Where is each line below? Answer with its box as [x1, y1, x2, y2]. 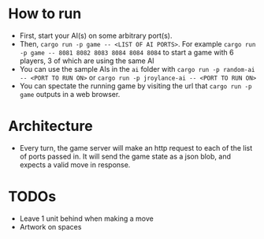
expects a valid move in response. [19, 159, 131, 170]
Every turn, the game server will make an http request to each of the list [19, 143, 253, 152]
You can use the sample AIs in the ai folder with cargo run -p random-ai [19, 64, 255, 73]
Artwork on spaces [19, 222, 82, 231]
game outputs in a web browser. [19, 89, 121, 99]
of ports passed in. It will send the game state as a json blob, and [19, 151, 231, 161]
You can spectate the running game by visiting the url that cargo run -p [19, 80, 252, 91]
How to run [8, 5, 82, 23]
